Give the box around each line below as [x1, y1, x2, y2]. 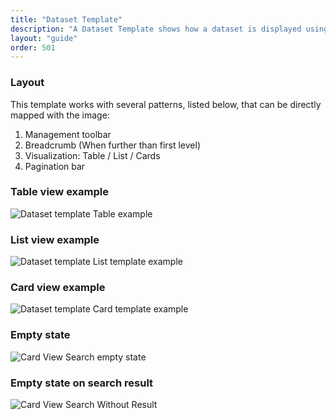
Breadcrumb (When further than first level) [24, 139, 201, 151]
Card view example [10, 281, 106, 295]
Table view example [10, 185, 109, 199]
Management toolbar [24, 128, 112, 140]
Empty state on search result [10, 376, 154, 390]
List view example [10, 232, 100, 246]
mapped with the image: [10, 109, 110, 121]
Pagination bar [24, 160, 86, 172]
